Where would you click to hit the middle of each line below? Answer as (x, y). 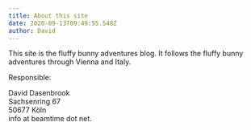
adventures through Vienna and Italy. (70, 62)
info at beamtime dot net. (50, 119)
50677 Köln (27, 110)
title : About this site (48, 16)
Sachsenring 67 (35, 102)
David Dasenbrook (39, 93)
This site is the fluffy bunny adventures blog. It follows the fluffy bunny (126, 54)
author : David (32, 30)
